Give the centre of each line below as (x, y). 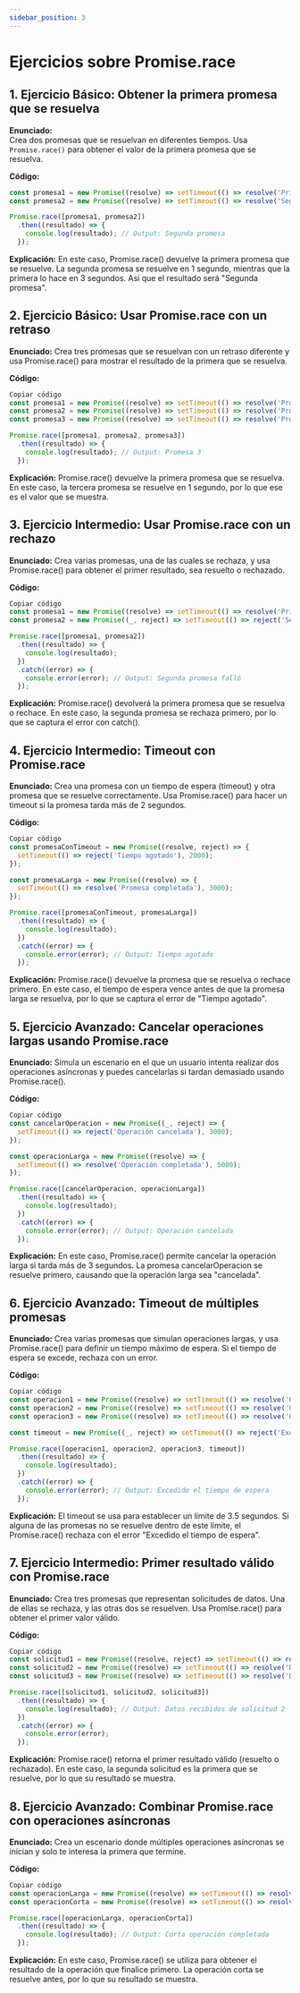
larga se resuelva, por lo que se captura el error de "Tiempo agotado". (138, 999)
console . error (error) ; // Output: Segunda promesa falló (133, 678)
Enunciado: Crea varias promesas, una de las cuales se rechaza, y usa (140, 560)
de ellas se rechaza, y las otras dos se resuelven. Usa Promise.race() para (146, 1608)
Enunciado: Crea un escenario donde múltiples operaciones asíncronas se (147, 1842)
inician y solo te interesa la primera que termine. (98, 1851)
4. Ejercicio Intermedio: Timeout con (112, 750)
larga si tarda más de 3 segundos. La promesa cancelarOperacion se (136, 1265)
